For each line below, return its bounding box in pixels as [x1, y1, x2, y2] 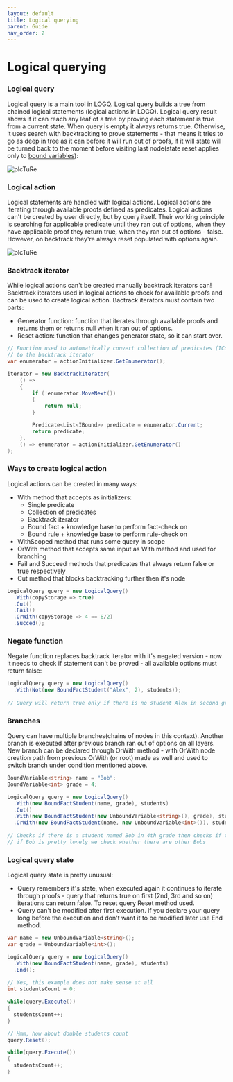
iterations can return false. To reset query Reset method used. [17, 899, 196, 907]
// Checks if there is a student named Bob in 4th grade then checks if [7, 832, 222, 839]
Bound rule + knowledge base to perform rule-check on [27, 530, 187, 538]
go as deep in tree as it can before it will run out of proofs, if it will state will [7, 137, 222, 145]
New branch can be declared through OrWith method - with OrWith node [7, 746, 216, 755]
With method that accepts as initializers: [17, 493, 132, 501]
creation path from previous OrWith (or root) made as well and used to [7, 754, 208, 762]
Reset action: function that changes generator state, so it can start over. [17, 332, 223, 340]
